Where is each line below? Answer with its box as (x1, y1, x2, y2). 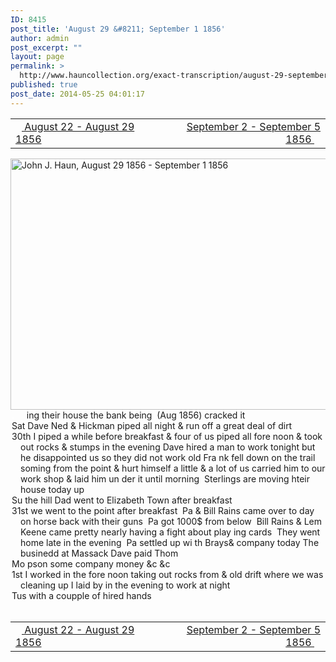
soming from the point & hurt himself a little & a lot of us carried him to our (20, 462, 326, 474)
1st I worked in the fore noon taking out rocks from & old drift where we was (11, 568, 324, 580)
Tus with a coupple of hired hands (11, 589, 152, 601)
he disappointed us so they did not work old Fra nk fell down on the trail (20, 451, 316, 463)
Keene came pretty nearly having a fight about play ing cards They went (20, 526, 321, 538)
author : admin (10, 33, 70, 43)
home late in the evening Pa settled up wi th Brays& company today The (20, 536, 320, 548)
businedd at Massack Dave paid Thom (20, 547, 179, 559)
